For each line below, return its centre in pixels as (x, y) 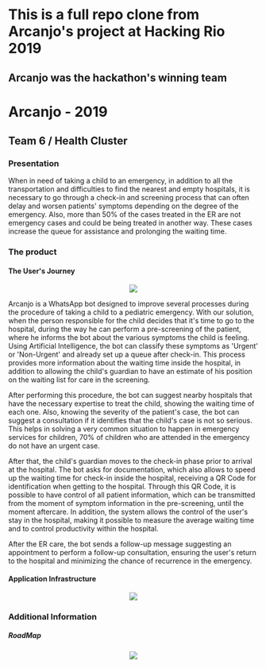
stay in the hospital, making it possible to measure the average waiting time (131, 520)
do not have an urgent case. (54, 446)
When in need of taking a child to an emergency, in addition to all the (120, 181)
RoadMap (25, 635)
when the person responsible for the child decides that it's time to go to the (131, 320)
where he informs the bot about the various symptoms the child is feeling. (129, 337)
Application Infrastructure (52, 579)
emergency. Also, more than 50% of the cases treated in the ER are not (125, 214)
